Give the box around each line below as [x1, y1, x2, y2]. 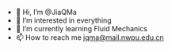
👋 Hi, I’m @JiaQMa [15, 8, 77, 16]
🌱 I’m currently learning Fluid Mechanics [15, 24, 148, 33]
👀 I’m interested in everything [15, 16, 113, 25]
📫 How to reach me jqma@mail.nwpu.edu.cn [15, 33, 164, 42]
